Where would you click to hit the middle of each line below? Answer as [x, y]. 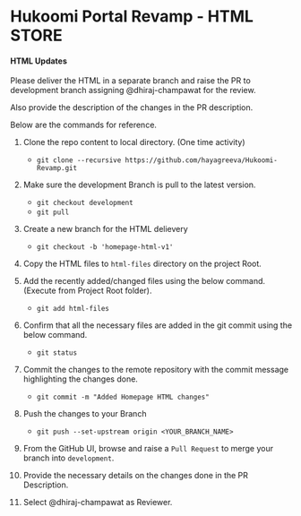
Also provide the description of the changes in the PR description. [132, 107]
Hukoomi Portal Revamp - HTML [132, 17]
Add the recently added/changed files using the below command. [144, 281]
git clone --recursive [79, 160]
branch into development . [69, 458]
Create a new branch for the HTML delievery [106, 229]
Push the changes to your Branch [85, 414]
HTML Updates [39, 61]
